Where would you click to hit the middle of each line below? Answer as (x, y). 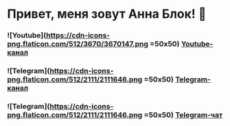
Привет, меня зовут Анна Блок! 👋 (107, 14)
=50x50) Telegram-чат (183, 114)
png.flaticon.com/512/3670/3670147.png (78, 44)
